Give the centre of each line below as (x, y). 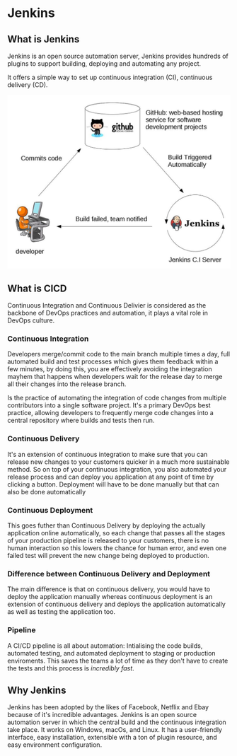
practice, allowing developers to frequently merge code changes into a (110, 413)
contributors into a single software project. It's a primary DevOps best (109, 405)
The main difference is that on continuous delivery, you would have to (109, 589)
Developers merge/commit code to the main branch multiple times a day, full (119, 354)
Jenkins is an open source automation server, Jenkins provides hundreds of (118, 56)
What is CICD (37, 288)
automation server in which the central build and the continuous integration (117, 722)
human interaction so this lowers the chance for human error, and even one (117, 548)
